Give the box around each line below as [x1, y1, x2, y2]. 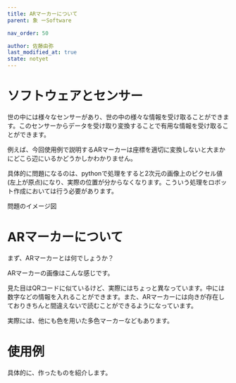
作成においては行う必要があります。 [13, 186, 118, 195]
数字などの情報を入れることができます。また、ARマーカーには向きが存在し [7, 292, 225, 300]
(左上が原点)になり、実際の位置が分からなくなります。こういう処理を [7, 178, 209, 186]
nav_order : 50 [7, 30, 49, 37]
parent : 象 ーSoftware [7, 17, 72, 24]
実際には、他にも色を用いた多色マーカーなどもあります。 [7, 316, 174, 324]
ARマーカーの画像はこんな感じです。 [7, 269, 114, 277]
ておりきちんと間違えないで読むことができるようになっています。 [7, 301, 197, 310]
